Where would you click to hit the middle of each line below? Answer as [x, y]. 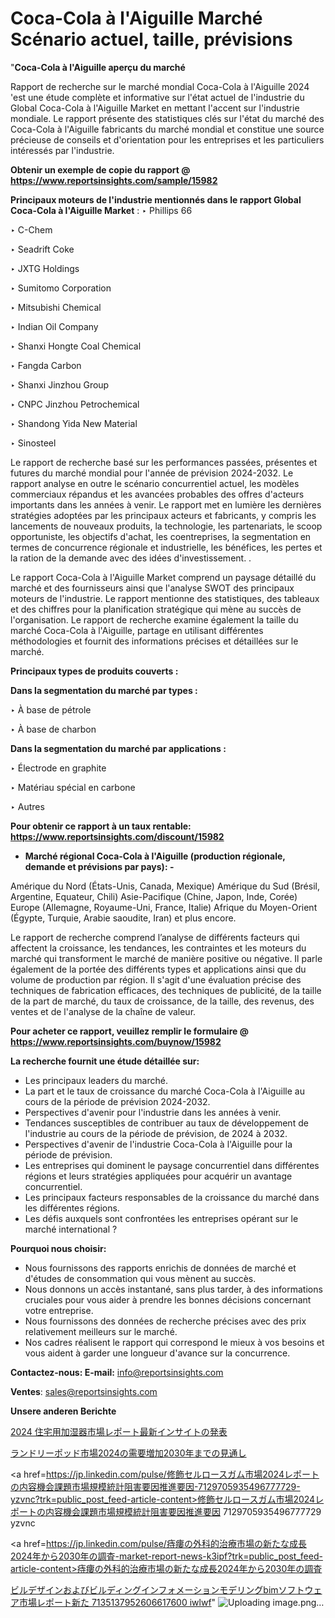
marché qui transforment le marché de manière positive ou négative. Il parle [166, 958]
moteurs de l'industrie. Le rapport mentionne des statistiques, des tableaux [165, 598]
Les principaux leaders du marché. [96, 1080]
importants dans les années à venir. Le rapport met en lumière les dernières [166, 504]
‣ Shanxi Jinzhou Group [60, 384]
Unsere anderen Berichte [63, 1411]
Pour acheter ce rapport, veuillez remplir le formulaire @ [129, 1031]
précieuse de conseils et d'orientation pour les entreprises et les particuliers [167, 139]
